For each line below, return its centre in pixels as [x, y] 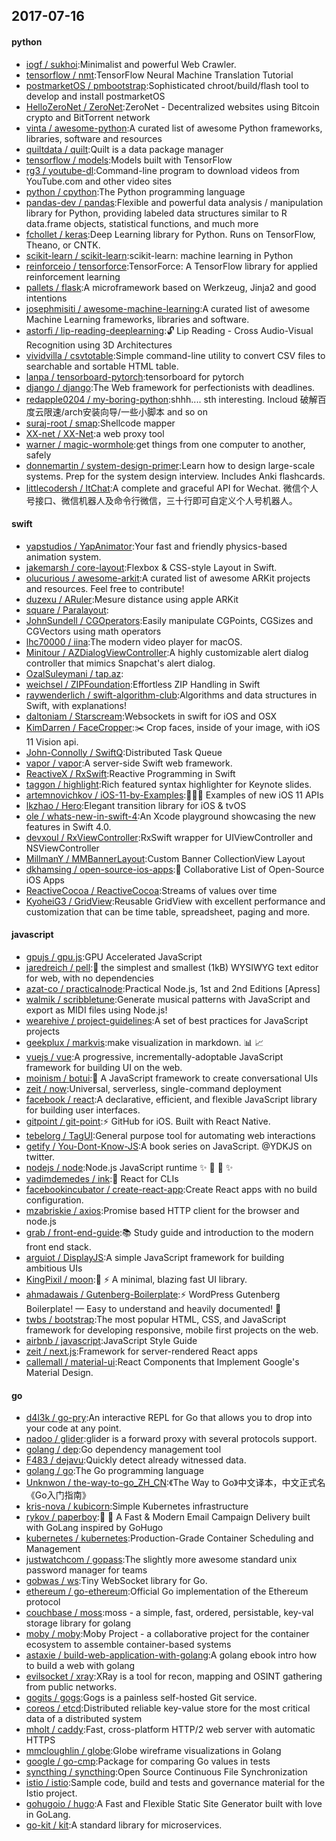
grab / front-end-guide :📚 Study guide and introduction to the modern [169, 1232]
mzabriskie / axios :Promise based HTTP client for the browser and [162, 1210]
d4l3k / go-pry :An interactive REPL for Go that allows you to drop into [169, 1418]
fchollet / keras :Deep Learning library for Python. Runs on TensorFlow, [170, 234]
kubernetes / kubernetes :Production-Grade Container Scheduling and [169, 1538]
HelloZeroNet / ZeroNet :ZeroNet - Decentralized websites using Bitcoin [172, 106]
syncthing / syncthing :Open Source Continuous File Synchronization [166, 1772]
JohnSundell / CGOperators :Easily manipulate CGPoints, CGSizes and [169, 620]
